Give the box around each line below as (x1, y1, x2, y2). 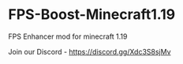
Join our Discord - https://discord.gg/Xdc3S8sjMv (8, 47, 171, 56)
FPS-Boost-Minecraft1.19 (8, 6, 176, 24)
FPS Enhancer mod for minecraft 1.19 (8, 32, 128, 41)
